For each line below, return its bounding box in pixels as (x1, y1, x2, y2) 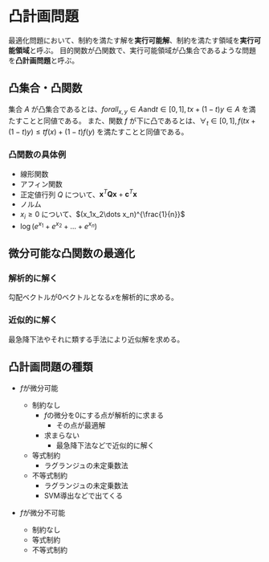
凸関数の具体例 (8, 150, 67, 161)
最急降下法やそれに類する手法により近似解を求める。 (8, 334, 185, 344)
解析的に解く (8, 273, 59, 284)
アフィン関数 (19, 178, 63, 189)
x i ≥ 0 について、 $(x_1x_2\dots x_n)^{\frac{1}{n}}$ (19, 210, 185, 221)
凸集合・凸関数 (8, 81, 83, 95)
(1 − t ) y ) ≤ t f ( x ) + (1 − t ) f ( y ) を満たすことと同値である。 (8, 127, 189, 137)
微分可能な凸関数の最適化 (8, 247, 135, 260)
